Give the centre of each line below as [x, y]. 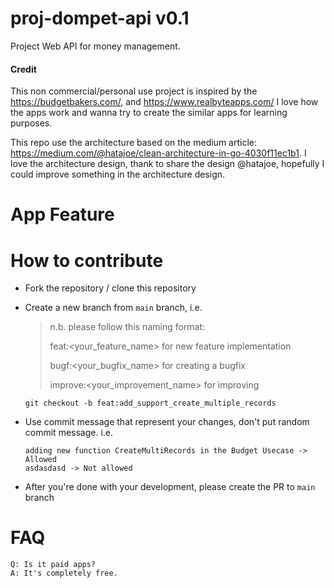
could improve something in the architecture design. [118, 174]
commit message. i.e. [69, 433]
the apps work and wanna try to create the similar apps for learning [149, 113]
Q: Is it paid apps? [53, 565]
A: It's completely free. [64, 573]
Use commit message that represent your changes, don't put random [167, 422]
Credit [23, 69]
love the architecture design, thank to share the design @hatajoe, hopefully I [167, 164]
